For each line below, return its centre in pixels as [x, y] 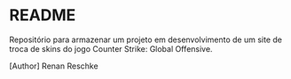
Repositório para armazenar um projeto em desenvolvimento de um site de [145, 39]
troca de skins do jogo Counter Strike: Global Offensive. [111, 48]
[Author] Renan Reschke [54, 66]
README [43, 15]
